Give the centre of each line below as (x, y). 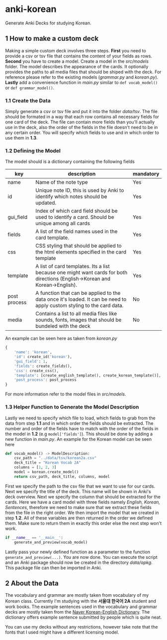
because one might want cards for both (82, 272)
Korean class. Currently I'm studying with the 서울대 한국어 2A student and (81, 601)
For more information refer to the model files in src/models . (66, 394)
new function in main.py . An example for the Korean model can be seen (79, 439)
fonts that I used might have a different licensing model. (62, 632)
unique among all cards (63, 224)
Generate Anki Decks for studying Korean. (48, 23)
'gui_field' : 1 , (31, 361)
